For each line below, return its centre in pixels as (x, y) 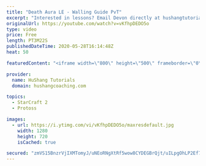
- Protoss (24, 108)
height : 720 (32, 136)
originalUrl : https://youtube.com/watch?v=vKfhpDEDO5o (78, 23)
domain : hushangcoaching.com (49, 86)
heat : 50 (17, 52)
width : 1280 (32, 131)
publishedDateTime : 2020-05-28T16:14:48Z (60, 47)
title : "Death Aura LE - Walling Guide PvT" (64, 12)
